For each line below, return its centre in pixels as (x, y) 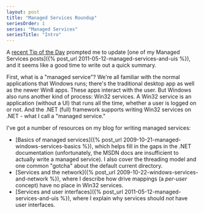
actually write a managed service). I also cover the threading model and (106, 159)
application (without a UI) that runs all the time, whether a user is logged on (101, 103)
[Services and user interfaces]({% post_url (69, 192)
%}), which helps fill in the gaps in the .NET (137, 146)
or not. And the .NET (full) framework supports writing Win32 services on (99, 110)
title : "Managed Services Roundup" (52, 18)
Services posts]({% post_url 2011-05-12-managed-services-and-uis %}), (99, 59)
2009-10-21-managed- (152, 140)
